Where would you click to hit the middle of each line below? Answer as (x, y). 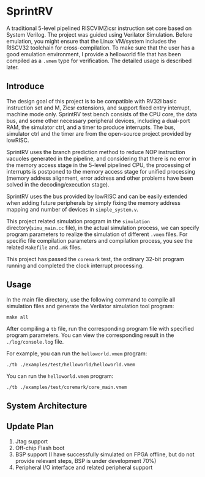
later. (13, 67)
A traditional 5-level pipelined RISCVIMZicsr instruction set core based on (99, 28)
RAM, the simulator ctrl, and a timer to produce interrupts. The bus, (91, 127)
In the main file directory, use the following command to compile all (91, 299)
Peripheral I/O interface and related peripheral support (84, 467)
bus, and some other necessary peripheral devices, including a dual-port (98, 120)
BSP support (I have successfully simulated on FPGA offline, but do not (105, 454)
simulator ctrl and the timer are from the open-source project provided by (99, 133)
